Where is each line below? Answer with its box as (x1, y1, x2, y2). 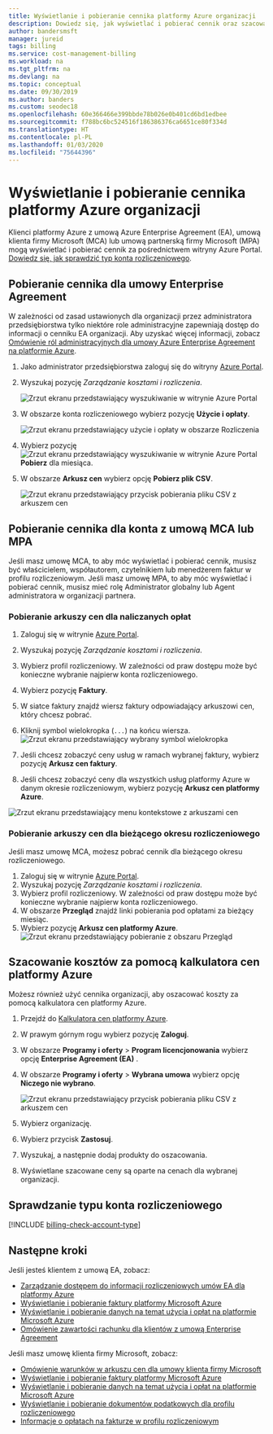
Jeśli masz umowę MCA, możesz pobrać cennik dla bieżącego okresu (8, 846, 243, 856)
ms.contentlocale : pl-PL (8, 133, 93, 141)
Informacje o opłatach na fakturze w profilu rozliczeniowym (19, 1416, 219, 1426)
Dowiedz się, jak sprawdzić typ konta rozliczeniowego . (8, 253, 193, 263)
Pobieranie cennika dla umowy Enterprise (8, 277, 224, 291)
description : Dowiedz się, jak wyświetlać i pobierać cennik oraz (8, 20, 238, 28)
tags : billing (8, 42, 57, 50)
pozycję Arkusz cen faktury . (19, 759, 118, 769)
